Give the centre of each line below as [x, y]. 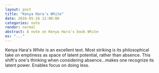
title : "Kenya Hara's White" [34, 14]
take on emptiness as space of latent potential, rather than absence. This [78, 55]
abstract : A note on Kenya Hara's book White [52, 32]
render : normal [20, 27]
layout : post [18, 9]
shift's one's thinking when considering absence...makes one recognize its [79, 60]
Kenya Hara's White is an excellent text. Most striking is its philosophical [77, 50]
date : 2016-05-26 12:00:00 [32, 18]
